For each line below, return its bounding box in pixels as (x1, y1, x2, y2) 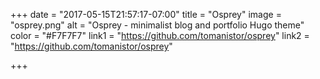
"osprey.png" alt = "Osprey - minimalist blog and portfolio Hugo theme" (10, 19, 305, 31)
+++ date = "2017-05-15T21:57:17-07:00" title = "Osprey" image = (10, 9, 282, 20)
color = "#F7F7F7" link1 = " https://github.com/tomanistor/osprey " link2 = (10, 30, 310, 41)
